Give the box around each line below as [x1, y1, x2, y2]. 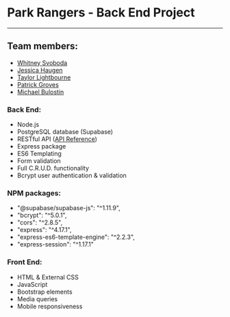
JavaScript [16, 280, 48, 288]
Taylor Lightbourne [16, 73, 71, 81]
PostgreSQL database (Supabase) [16, 128, 114, 136]
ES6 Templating [16, 149, 62, 158]
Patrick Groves [16, 80, 60, 88]
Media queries [16, 294, 58, 303]
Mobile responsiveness [16, 302, 83, 310]
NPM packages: [7, 188, 62, 198]
